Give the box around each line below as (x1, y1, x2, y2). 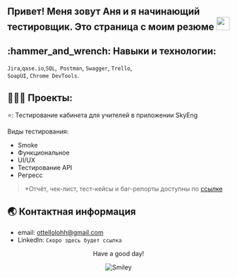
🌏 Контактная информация (7, 206, 136, 218)
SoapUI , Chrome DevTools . (7, 71, 80, 80)
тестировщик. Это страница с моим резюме (7, 21, 214, 33)
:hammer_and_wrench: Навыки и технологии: (7, 45, 217, 57)
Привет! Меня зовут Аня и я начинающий (7, 6, 200, 18)
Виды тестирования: (7, 127, 69, 136)
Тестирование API (17, 164, 73, 172)
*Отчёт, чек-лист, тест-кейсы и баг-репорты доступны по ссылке (24, 185, 223, 193)
